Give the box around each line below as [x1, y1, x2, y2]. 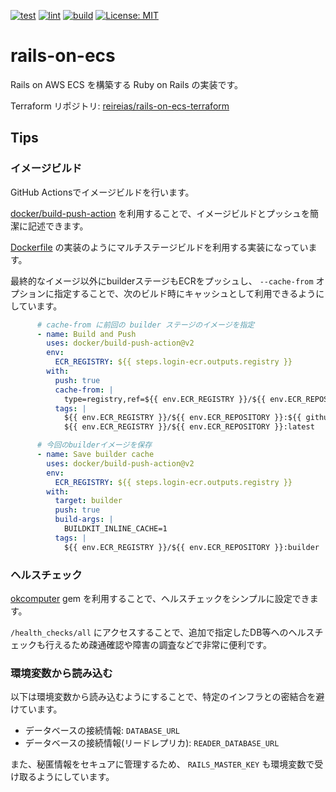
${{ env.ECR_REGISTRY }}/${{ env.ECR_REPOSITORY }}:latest [63, 422, 315, 432]
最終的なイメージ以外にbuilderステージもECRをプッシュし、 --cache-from [10, 275, 314, 287]
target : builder [54, 496, 123, 506]
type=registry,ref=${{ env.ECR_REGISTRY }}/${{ [63, 394, 267, 404]
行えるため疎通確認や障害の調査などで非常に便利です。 [44, 638, 272, 650]
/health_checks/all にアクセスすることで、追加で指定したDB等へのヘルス [10, 626, 315, 638]
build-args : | [54, 515, 114, 525]
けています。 [10, 703, 63, 715]
